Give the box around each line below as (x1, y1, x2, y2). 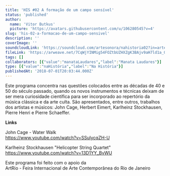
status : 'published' (5, 12, 49, 17)
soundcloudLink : (5, 45, 39, 50)
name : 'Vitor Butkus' (10, 21, 56, 27)
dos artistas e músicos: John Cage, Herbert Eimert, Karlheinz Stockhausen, (5, 104, 163, 110)
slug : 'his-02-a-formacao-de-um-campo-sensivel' (5, 31, 110, 36)
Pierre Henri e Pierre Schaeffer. (5, 110, 71, 116)
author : (5, 17, 22, 22)
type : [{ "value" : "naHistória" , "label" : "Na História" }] (5, 64, 123, 69)
